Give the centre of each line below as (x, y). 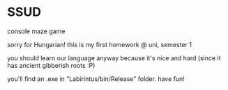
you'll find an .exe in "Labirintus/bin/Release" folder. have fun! (96, 79)
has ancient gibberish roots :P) (51, 65)
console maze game (36, 31)
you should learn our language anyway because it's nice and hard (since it (114, 58)
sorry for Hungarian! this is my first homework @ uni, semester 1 (99, 44)
